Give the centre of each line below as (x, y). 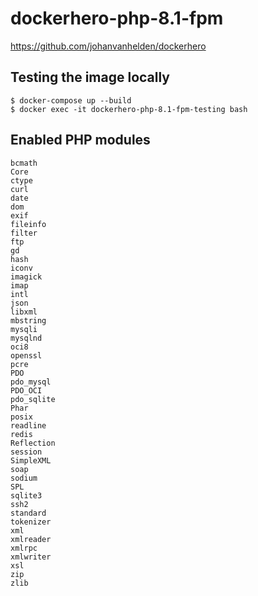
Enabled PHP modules (80, 140)
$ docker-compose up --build (71, 100)
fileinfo (28, 224)
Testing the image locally (90, 77)
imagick (26, 277)
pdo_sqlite (33, 399)
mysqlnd (26, 338)
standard (28, 513)
